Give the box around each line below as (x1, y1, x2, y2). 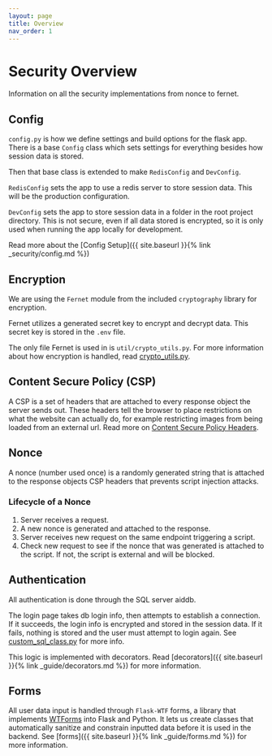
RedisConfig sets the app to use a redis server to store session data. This (8, 183, 253, 193)
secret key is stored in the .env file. (8, 327, 126, 337)
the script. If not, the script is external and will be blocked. (19, 550, 215, 559)
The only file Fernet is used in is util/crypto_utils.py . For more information (8, 342, 264, 352)
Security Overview (8, 62, 138, 80)
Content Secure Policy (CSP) (8, 375, 157, 389)
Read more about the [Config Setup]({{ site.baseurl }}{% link (8, 241, 211, 250)
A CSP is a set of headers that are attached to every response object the (8, 396, 251, 406)
